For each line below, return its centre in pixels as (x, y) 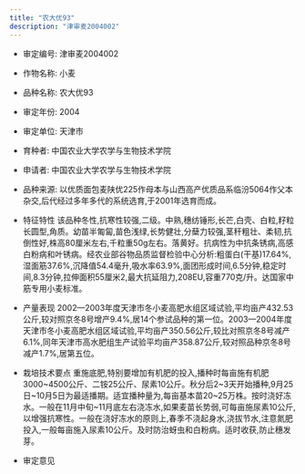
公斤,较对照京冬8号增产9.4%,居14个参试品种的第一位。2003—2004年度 (158, 319)
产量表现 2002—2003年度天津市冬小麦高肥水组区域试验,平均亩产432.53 (158, 307)
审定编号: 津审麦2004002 (71, 53)
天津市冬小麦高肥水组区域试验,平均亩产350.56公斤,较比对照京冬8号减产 (156, 330)
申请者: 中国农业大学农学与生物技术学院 (97, 170)
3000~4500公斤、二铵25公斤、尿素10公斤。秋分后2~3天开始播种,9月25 (158, 384)
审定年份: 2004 (51, 111)
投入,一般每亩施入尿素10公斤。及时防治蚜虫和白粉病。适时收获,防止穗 (153, 429)
